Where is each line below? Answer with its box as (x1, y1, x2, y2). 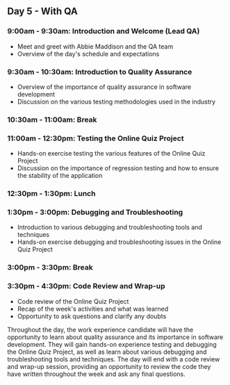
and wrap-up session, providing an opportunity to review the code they (7, 362, 211, 370)
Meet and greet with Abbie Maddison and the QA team (17, 42, 174, 51)
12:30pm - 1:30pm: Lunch (7, 189, 96, 199)
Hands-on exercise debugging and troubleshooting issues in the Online (17, 238, 222, 246)
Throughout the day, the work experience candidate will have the (7, 325, 194, 334)
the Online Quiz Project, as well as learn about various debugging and (7, 347, 207, 356)
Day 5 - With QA (7, 6, 78, 17)
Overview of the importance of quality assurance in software (17, 83, 192, 91)
